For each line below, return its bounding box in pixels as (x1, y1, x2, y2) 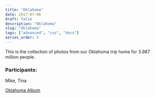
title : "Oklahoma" (5, 7, 43, 12)
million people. (5, 54, 35, 60)
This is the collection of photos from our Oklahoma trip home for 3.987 (5, 48, 151, 55)
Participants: (5, 66, 37, 73)
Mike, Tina (5, 78, 27, 84)
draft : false (5, 16, 32, 21)
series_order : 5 (5, 35, 39, 40)
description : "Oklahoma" (5, 21, 57, 26)
